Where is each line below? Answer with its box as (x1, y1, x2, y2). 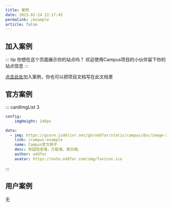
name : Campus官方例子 (14, 142, 58, 147)
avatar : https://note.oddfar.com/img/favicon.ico (14, 156, 123, 162)
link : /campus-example (14, 137, 63, 143)
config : (5, 113, 22, 119)
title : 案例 (5, 7, 29, 13)
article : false (5, 21, 38, 27)
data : (5, 128, 17, 133)
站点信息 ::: (5, 63, 29, 69)
